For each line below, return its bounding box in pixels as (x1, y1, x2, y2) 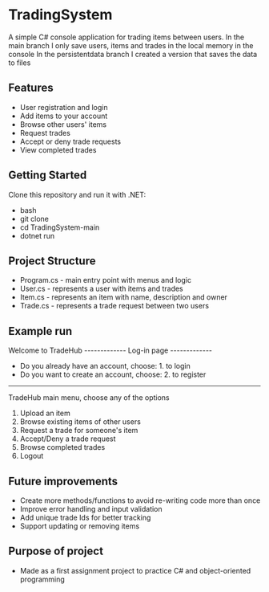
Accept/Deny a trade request (19, 434, 116, 443)
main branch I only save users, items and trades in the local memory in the (8, 40, 254, 50)
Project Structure (8, 254, 96, 267)
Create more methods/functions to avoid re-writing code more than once (19, 496, 261, 505)
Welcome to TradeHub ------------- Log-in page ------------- (8, 345, 213, 355)
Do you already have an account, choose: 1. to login (19, 361, 191, 371)
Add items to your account (19, 111, 108, 120)
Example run (8, 324, 73, 338)
